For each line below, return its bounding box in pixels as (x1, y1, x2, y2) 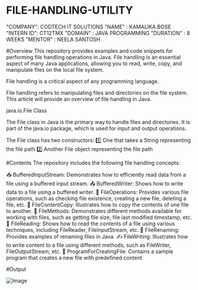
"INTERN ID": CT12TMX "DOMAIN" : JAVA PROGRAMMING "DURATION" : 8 (6, 29, 190, 36)
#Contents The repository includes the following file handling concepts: (6, 159, 180, 166)
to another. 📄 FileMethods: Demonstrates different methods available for (6, 207, 182, 214)
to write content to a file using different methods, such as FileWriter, (6, 241, 171, 248)
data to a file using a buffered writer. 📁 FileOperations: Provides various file (6, 188, 189, 196)
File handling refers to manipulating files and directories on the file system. (6, 89, 188, 96)
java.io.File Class (6, 107, 47, 114)
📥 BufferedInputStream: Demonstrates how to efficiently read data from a (6, 171, 186, 178)
